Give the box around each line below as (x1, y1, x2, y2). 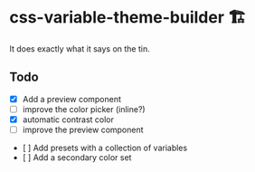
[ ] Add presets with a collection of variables (22, 142, 188, 153)
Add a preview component (22, 93, 122, 104)
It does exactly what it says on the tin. (9, 43, 151, 54)
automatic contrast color (22, 114, 115, 125)
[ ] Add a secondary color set (22, 152, 132, 163)
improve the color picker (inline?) (22, 103, 146, 114)
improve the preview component (22, 124, 144, 135)
